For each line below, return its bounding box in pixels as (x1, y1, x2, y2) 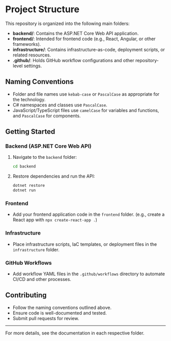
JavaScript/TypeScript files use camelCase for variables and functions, (12, 107, 159, 113)
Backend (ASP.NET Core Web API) (5, 143, 92, 150)
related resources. (12, 52, 51, 58)
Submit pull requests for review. (12, 315, 79, 321)
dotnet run (12, 188, 36, 193)
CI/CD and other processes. (12, 276, 71, 282)
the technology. (12, 96, 46, 102)
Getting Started (5, 127, 55, 136)
